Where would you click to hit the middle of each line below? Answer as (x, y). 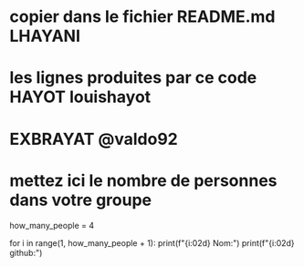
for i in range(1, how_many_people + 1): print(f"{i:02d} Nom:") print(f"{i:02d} (152, 242)
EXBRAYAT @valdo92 (94, 139)
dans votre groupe (81, 200)
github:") (26, 252)
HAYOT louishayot (80, 97)
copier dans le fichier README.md (142, 17)
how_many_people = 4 (52, 225)
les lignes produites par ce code (133, 78)
